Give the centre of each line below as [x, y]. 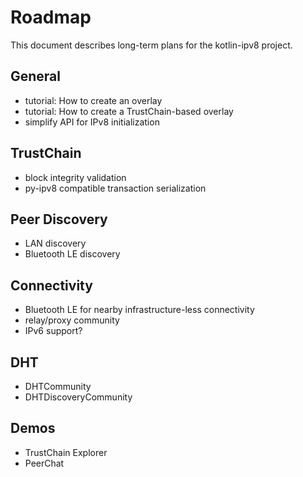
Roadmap [51, 17]
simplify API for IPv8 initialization [92, 122]
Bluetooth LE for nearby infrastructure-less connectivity [139, 310]
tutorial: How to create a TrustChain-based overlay [129, 111]
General [36, 76]
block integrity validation [75, 177]
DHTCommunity [58, 386]
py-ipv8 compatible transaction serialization [115, 188]
